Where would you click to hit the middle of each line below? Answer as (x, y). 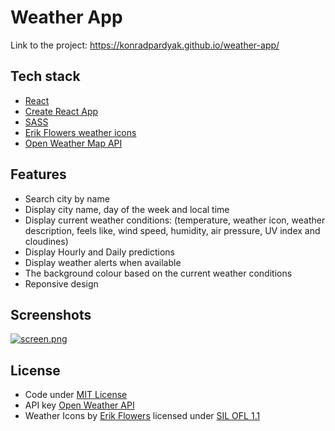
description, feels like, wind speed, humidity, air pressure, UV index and (172, 230)
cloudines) (46, 241)
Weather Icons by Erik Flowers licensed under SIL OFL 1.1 (142, 416)
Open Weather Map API (73, 143)
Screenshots (51, 314)
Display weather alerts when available (103, 262)
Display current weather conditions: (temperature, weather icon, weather (175, 220)
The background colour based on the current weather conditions (158, 273)
